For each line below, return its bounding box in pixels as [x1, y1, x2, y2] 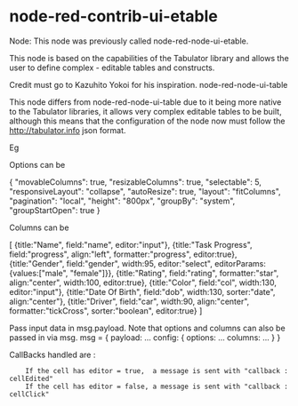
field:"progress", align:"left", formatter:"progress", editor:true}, [9, 249, 238, 259]
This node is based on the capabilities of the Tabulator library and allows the [9, 52, 289, 63]
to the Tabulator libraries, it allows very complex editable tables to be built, [9, 106, 282, 116]
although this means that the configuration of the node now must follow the [9, 115, 286, 126]
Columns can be [9, 222, 69, 233]
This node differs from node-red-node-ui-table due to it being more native [9, 96, 282, 107]
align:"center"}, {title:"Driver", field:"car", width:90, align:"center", [9, 296, 250, 306]
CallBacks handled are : [9, 349, 96, 360]
